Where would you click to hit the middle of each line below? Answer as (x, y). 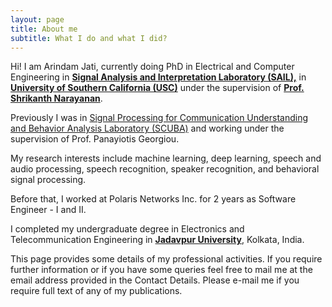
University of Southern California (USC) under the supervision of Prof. (157, 88)
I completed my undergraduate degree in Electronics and (127, 229)
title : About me (44, 29)
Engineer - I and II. (48, 210)
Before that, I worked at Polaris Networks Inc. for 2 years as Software (153, 199)
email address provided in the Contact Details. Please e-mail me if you (155, 280)
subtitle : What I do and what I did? (89, 38)
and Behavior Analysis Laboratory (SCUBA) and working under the (147, 128)
